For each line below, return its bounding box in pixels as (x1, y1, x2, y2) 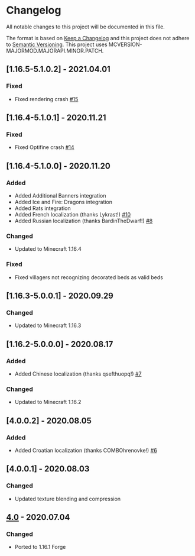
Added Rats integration (14, 205, 71, 212)
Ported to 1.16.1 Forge (14, 544, 66, 551)
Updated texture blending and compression (14, 495, 121, 502)
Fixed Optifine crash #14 (14, 144, 74, 151)
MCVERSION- (108, 41, 142, 48)
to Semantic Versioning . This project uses (6, 41, 108, 48)
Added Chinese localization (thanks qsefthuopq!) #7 (14, 370, 142, 377)
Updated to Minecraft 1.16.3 (14, 322, 82, 329)
